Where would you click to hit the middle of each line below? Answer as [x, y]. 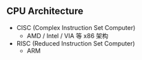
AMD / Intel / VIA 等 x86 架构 [67, 35]
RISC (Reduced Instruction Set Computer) [75, 43]
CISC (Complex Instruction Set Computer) [76, 27]
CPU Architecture [45, 11]
